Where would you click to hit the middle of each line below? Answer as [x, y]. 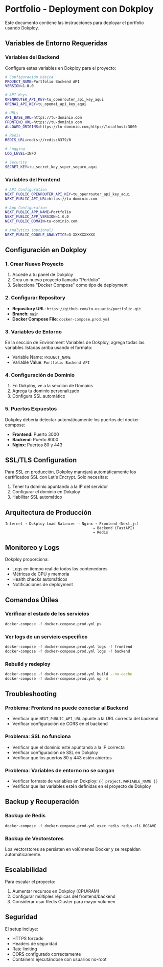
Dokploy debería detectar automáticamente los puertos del [64, 419]
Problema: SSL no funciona [38, 736]
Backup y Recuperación [42, 802]
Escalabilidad [26, 870]
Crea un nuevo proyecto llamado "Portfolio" [56, 280]
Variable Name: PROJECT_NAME [41, 357]
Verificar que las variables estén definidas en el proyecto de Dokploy [81, 786]
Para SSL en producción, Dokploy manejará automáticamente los [70, 472]
